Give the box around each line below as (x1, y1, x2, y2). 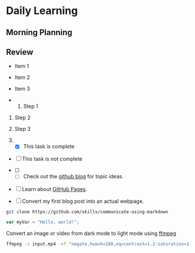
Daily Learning (6, 4, 78, 18)
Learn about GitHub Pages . (22, 185, 88, 192)
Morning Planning (6, 27, 72, 37)
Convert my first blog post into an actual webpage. (22, 197, 144, 205)
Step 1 (23, 103, 39, 110)
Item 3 (14, 85, 30, 92)
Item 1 (14, 63, 29, 70)
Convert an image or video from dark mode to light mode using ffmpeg (6, 230, 176, 237)
